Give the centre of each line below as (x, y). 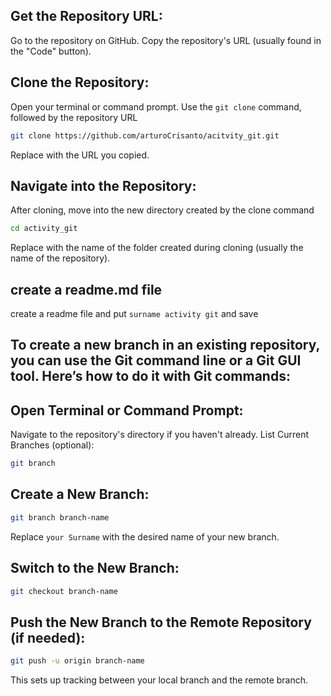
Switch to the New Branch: (95, 568)
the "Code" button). (51, 51)
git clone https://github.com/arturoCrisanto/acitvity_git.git (145, 135)
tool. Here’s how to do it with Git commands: (150, 376)
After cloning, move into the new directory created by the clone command (162, 210)
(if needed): (48, 637)
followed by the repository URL (74, 117)
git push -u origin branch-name (77, 661)
